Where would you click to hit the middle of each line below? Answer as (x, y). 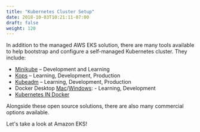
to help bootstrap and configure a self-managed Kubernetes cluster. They (97, 52)
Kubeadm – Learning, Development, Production (73, 82)
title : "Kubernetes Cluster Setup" (50, 12)
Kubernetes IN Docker (42, 95)
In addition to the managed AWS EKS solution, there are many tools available (100, 45)
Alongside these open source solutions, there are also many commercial (95, 106)
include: (16, 58)
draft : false (22, 23)
